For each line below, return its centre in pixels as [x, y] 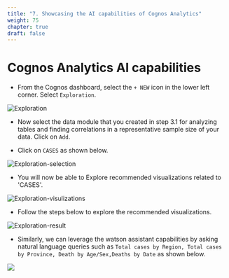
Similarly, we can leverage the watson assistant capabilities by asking [118, 239]
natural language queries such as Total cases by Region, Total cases [119, 246]
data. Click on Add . [44, 137]
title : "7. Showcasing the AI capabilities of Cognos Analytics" [104, 14]
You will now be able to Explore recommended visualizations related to [119, 178]
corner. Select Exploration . [57, 95]
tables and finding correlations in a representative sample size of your [118, 130]
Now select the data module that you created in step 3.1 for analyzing [117, 122]
